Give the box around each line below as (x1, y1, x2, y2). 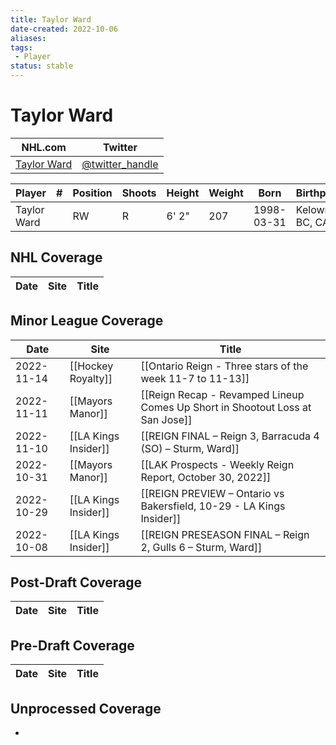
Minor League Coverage (10, 312, 164, 330)
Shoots (121, 186, 157, 200)
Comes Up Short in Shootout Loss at (140, 400, 312, 414)
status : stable (10, 61, 74, 71)
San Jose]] (140, 412, 193, 426)
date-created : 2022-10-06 (10, 24, 118, 34)
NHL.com (21, 140, 67, 154)
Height (166, 186, 200, 200)
